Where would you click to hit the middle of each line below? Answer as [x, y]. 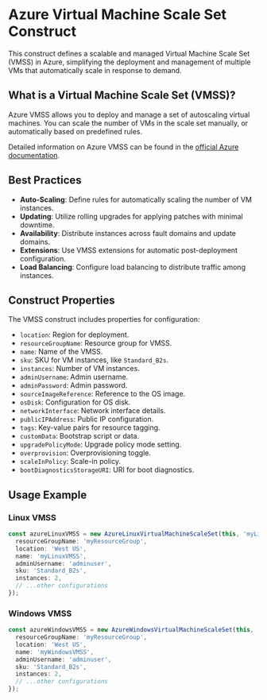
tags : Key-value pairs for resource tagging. [90, 427]
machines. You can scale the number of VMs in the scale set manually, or [128, 123]
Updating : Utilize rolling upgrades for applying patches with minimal [132, 216]
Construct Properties [62, 300]
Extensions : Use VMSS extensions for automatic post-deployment [129, 250]
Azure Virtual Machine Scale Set [118, 15]
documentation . [34, 155]
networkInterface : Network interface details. [93, 411]
